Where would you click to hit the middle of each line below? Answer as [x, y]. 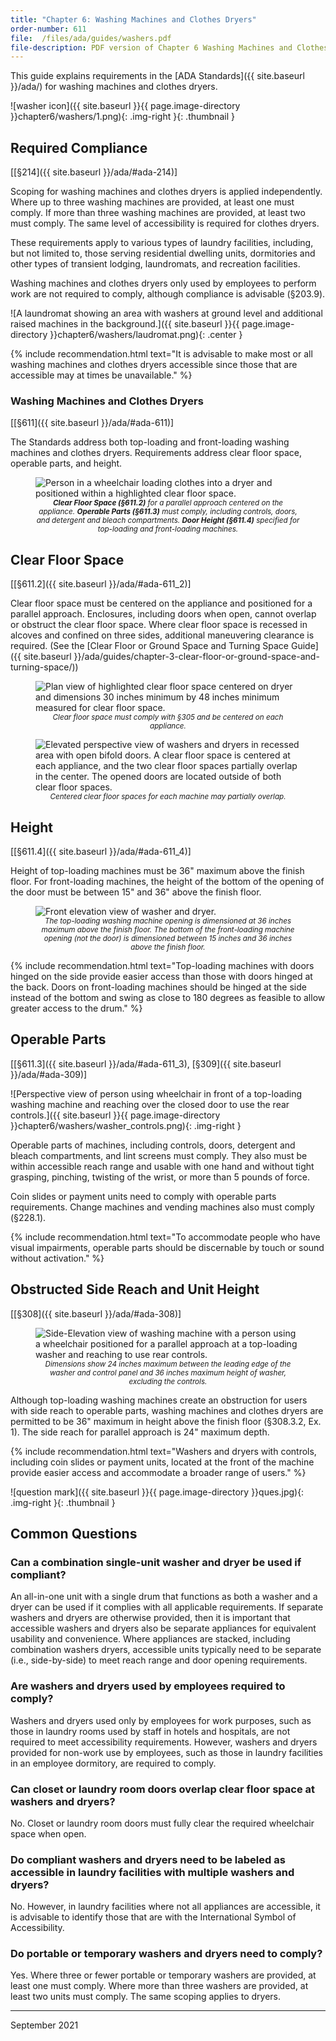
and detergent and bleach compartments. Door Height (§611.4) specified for [168, 521]
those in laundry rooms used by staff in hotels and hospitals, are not [150, 1731]
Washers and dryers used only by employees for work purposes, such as [161, 1720]
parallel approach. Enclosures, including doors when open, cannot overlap [163, 614]
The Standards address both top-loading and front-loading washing [150, 442]
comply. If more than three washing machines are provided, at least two [158, 213]
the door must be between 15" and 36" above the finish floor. [136, 892]
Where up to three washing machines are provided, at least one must [152, 202]
